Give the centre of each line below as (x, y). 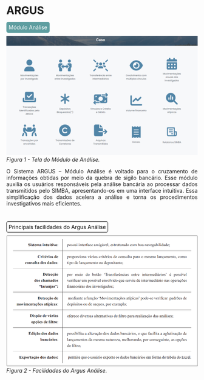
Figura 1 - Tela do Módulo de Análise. (53, 159)
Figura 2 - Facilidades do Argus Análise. (57, 370)
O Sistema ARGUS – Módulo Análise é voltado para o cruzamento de (102, 171)
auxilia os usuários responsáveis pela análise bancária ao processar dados (102, 184)
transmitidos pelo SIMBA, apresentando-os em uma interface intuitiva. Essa (102, 190)
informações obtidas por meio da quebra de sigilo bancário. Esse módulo (102, 178)
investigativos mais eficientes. (44, 203)
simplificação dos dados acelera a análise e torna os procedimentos (102, 197)
